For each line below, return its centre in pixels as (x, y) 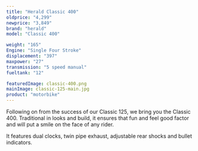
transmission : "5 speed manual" (46, 67)
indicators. (19, 142)
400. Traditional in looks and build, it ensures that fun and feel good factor (98, 118)
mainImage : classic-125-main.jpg (48, 89)
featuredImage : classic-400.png (46, 84)
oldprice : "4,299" (29, 17)
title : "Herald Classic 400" (42, 12)
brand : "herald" (26, 28)
